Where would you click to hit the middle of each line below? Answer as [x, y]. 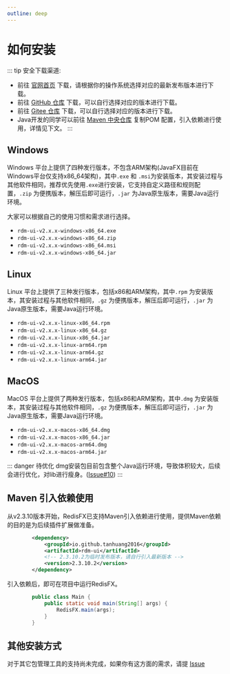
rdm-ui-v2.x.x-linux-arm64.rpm [62, 346]
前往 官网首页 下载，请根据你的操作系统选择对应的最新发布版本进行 [112, 85]
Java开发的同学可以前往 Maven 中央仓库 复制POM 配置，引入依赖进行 [116, 119]
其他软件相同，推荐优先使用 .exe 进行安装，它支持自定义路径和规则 [101, 185]
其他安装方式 [34, 646]
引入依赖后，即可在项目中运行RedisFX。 [64, 584]
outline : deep [28, 13]
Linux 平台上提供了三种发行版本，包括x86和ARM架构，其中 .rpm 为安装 [107, 292]
